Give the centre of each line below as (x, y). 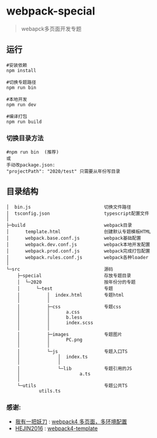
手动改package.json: (31, 165)
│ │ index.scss (55, 323)
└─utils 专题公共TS (72, 386)
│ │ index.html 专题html (71, 295)
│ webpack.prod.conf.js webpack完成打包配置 (78, 251)
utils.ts (50, 391)
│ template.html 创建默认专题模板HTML (79, 232)
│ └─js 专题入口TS (72, 351)
